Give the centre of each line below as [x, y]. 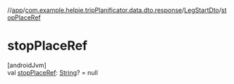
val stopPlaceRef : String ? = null [53, 72]
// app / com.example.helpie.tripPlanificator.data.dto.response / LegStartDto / [115, 10]
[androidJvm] [27, 65]
